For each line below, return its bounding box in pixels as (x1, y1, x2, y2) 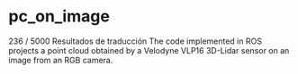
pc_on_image (8, 6, 110, 27)
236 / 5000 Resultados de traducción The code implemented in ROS (8, 36, 263, 46)
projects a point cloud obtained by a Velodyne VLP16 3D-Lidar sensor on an (8, 45, 290, 55)
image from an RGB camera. (8, 54, 113, 65)
